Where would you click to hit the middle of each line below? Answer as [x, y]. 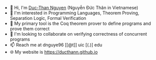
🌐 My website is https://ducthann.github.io [54, 52]
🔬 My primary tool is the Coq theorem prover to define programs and [80, 23]
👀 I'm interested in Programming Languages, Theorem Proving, [75, 13]
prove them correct [30, 29]
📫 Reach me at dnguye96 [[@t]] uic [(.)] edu [56, 45]
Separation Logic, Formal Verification [48, 18]
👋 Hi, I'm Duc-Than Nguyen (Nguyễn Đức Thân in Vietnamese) [74, 8]
